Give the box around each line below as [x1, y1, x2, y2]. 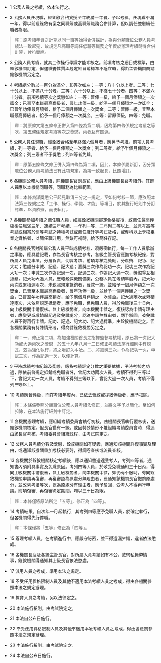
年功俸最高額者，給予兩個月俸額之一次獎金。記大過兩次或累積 [31, 294, 155, 300]
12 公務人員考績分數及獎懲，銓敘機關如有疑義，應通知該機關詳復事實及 [9, 441, 152, 447]
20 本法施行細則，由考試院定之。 [9, 605, 76, 611]
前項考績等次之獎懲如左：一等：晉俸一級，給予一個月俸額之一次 [26, 94, 155, 100]
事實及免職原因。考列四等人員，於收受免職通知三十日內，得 [35, 464, 155, 469]
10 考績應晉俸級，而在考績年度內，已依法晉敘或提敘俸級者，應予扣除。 [9, 392, 152, 398]
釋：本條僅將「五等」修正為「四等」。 [14, 525, 89, 531]
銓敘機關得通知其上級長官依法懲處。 [18, 558, 91, 563]
